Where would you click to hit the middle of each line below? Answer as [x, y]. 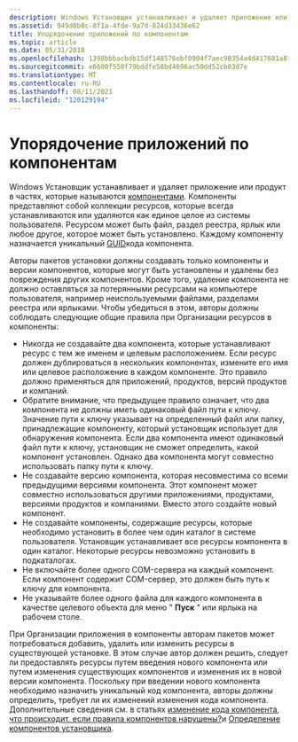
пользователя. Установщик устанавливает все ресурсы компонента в [155, 542]
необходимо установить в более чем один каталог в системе [139, 532]
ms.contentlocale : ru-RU [55, 83]
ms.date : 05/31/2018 [47, 51]
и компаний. [45, 391]
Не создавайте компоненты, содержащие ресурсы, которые [137, 523]
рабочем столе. [52, 617]
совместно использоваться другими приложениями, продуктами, [148, 495]
